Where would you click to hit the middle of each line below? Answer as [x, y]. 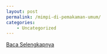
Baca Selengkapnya [30, 45]
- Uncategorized [37, 28]
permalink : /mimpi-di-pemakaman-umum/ [53, 17]
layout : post [22, 11]
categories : [21, 22]
